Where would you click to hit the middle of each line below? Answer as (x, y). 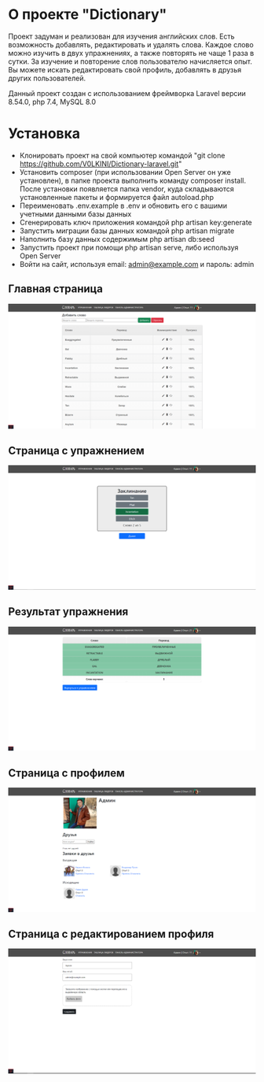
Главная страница (56, 289)
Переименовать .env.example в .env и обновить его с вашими (123, 206)
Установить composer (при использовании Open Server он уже (125, 172)
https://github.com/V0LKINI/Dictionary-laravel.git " (101, 164)
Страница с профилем (67, 773)
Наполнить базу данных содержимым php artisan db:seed (117, 239)
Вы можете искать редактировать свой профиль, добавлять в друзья (125, 69)
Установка (44, 133)
